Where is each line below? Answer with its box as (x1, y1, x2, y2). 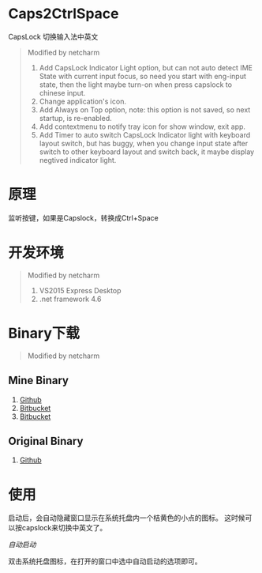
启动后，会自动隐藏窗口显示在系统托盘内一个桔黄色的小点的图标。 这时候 (8, 513, 245, 522)
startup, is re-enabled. (39, 113, 112, 123)
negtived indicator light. (39, 155, 117, 164)
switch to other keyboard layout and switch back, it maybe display (39, 147, 255, 156)
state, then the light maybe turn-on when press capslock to (39, 80, 233, 89)
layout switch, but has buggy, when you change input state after (39, 138, 249, 148)
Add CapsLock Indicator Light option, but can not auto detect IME (39, 62, 253, 72)
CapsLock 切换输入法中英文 (8, 32, 99, 41)
